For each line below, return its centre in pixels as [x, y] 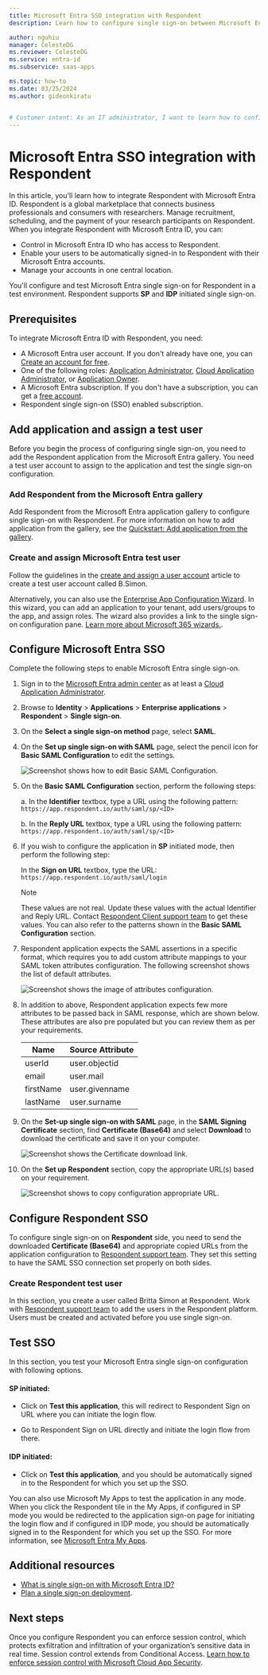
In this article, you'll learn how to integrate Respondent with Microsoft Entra [132, 196]
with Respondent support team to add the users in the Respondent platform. [134, 1309]
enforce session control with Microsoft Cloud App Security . [106, 1662]
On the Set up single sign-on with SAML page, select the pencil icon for [139, 747]
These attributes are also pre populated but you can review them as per [138, 1022]
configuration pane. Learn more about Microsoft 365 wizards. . [121, 624]
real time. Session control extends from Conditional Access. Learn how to [129, 1654]
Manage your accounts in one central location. [97, 270]
